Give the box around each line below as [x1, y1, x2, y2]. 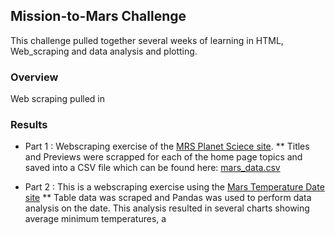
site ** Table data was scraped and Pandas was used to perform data [24, 192, 312, 204]
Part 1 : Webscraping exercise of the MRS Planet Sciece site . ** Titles [24, 140, 310, 153]
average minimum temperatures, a [24, 213, 167, 225]
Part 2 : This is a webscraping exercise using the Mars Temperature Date [24, 181, 325, 193]
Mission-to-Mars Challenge [10, 8, 187, 25]
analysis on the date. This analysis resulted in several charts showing [24, 202, 310, 214]
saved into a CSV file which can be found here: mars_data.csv [24, 162, 281, 174]
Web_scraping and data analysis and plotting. [10, 45, 198, 57]
